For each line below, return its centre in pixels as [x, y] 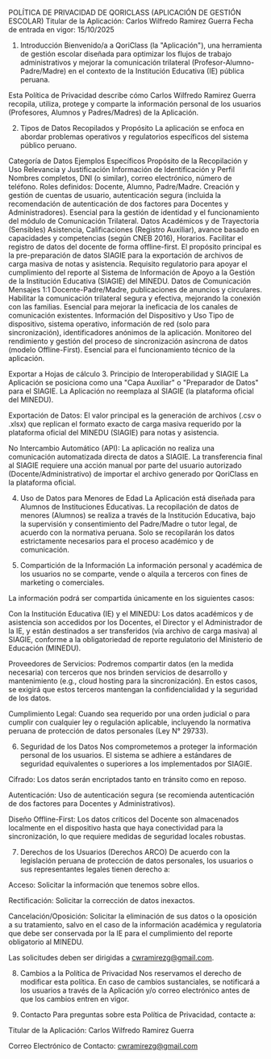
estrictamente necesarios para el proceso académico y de [117, 541]
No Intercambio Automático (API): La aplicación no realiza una [112, 448]
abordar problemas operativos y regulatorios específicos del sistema [134, 137]
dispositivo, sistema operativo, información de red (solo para [109, 324]
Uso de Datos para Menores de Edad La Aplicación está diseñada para [138, 498]
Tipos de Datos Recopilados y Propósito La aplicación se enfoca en [132, 128]
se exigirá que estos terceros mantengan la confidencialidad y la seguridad [133, 689]
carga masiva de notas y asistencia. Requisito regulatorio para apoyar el [128, 264]
